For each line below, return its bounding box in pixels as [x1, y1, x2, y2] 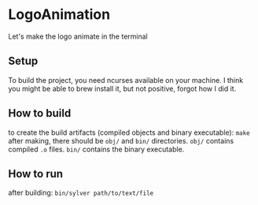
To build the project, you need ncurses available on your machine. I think [8, 75, 244, 84]
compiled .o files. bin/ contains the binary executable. [8, 144, 185, 154]
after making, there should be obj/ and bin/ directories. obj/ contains [8, 136, 234, 145]
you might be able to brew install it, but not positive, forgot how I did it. [8, 84, 237, 93]
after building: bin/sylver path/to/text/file [8, 188, 154, 198]
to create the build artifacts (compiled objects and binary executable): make [8, 128, 250, 137]
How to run [8, 167, 64, 181]
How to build [8, 106, 72, 120]
